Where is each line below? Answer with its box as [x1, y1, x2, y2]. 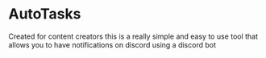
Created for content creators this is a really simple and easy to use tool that [8, 31, 259, 41]
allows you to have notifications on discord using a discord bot [8, 39, 216, 49]
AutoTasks [8, 5, 81, 23]
